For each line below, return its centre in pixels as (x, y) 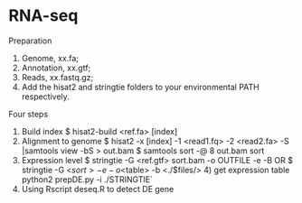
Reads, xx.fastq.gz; (57, 77)
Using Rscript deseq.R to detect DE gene (98, 189)
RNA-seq (43, 16)
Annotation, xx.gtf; (56, 68)
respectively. (45, 97)
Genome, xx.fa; (50, 58)
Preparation (30, 41)
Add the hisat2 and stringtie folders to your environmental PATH (140, 87)
